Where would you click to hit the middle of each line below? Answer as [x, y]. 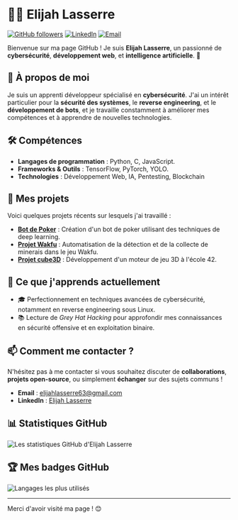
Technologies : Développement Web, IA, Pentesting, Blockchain [111, 176]
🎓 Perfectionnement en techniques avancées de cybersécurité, [111, 299]
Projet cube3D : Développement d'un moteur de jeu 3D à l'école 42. [117, 260]
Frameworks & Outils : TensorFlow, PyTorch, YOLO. [93, 169]
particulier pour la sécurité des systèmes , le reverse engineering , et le [112, 102]
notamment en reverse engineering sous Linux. [86, 310]
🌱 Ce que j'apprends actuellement [84, 282]
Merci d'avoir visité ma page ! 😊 [55, 508]
